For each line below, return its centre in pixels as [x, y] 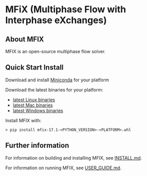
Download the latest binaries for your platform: [54, 90]
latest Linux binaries [34, 100]
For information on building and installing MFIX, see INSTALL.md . [73, 158]
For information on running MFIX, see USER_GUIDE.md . [63, 168]
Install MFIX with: [23, 120]
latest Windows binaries [38, 111]
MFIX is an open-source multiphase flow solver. [55, 51]
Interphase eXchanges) [56, 20]
